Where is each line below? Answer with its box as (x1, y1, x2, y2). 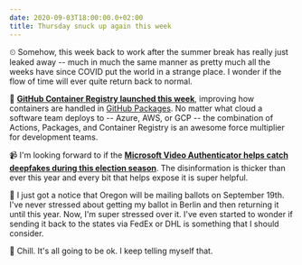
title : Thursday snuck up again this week (9, 22, 172, 31)
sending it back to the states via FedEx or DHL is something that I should (9, 218, 279, 229)
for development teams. (9, 132, 99, 142)
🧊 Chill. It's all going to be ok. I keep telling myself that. (9, 245, 213, 256)
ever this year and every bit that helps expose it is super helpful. (9, 172, 249, 183)
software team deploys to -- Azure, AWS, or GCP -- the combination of (9, 112, 274, 123)
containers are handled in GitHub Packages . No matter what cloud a (9, 103, 263, 114)
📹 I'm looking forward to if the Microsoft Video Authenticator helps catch (9, 150, 289, 160)
